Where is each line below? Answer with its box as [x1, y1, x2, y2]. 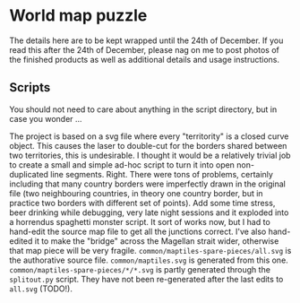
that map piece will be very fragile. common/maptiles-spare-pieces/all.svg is [9, 245, 292, 255]
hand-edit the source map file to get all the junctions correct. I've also [9, 226, 267, 237]
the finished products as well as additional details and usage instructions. [9, 54, 280, 65]
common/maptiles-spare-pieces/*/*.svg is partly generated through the [9, 264, 271, 274]
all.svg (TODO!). [9, 283, 73, 294]
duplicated [9, 169, 49, 179]
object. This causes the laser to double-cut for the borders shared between [9, 140, 287, 151]
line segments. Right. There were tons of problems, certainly [50, 169, 273, 179]
